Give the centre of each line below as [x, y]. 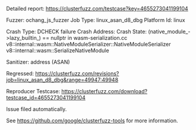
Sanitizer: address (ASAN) [38, 62]
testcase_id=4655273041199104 [46, 98]
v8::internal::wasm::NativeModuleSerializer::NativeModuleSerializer [88, 44]
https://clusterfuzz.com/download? [104, 91]
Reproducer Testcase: [33, 91]
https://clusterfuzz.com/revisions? [77, 73]
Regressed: [20, 73]
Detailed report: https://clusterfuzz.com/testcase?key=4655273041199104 [97, 9]
